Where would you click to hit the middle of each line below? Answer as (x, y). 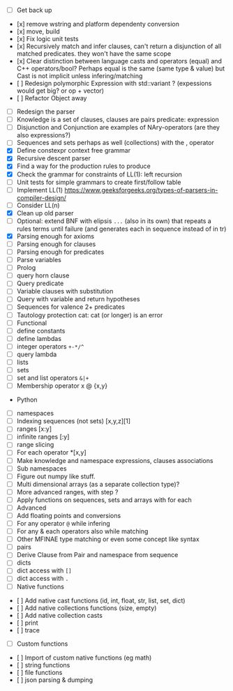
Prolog (26, 268)
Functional (32, 323)
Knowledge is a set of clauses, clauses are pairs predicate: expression (118, 120)
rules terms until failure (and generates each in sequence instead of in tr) (121, 229)
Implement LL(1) (40, 190)
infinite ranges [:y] (43, 437)
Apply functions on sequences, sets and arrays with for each (104, 500)
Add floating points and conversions (69, 515)
